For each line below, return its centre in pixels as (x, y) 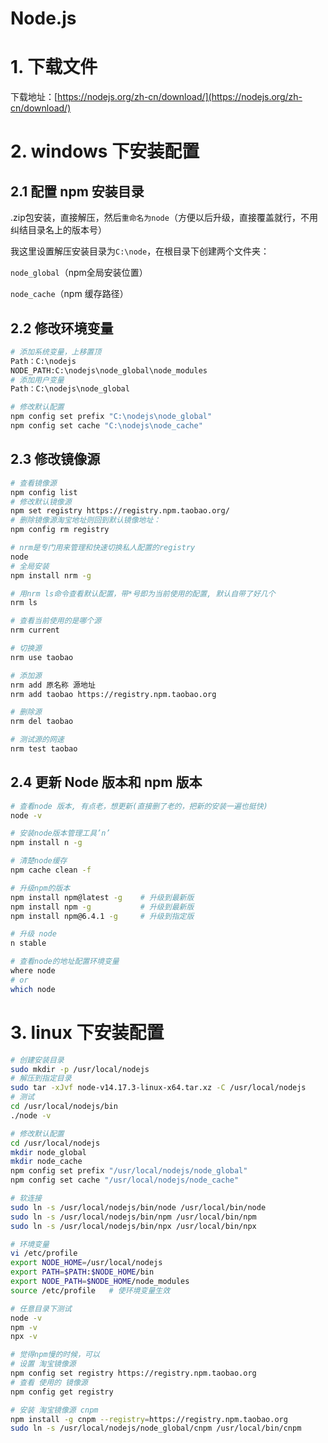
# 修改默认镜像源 (41, 502)
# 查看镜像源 (33, 483)
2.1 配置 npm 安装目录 (77, 191)
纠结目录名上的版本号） (58, 230)
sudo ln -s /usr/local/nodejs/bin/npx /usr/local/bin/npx (133, 1226)
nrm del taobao (42, 722)
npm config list (44, 492)
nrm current (35, 630)
